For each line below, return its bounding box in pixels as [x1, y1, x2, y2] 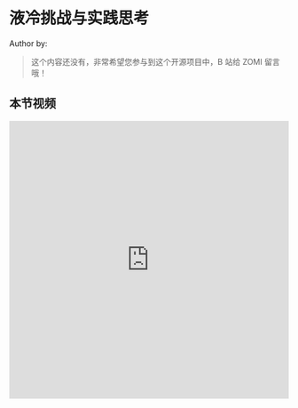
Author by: [9, 37, 48, 49]
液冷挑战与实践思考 [9, 8, 150, 28]
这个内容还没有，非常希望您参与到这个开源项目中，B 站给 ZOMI [30, 56, 263, 67]
